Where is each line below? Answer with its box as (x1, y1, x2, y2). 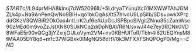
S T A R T (6, 5, 23, 12)
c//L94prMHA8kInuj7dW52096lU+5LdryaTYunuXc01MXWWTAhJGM (22, 5, 188, 12)
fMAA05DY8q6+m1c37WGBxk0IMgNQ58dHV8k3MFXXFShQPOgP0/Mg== (6, 36, 187, 42)
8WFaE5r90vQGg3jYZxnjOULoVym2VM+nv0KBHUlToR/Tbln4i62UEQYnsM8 (6, 29, 191, 36)
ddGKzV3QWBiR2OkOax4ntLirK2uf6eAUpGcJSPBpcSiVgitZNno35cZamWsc (6, 17, 190, 24)
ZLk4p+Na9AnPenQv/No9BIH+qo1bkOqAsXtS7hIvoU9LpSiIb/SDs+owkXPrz (6, 11, 188, 18)
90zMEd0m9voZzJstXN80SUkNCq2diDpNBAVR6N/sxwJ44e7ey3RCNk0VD (6, 23, 189, 30)
